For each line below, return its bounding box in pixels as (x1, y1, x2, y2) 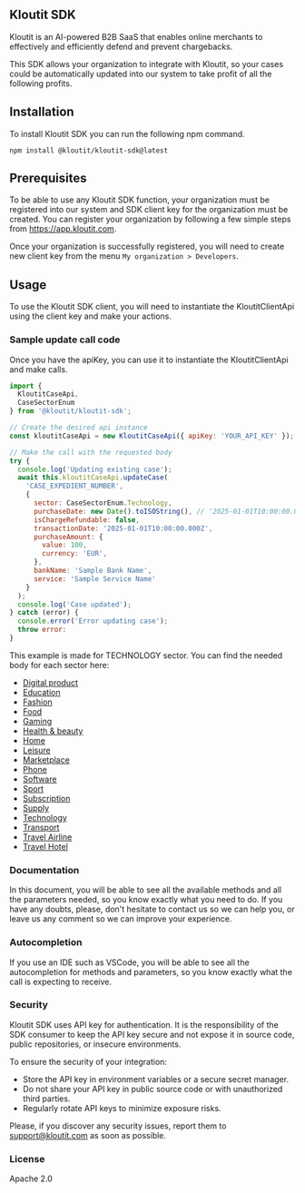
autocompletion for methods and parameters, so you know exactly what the (9, 966, 293, 977)
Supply (22, 803, 50, 813)
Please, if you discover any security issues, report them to (9, 1120, 227, 1131)
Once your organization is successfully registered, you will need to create (9, 241, 285, 252)
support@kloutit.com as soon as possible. (9, 1129, 166, 1140)
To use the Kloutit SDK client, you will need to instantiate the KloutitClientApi (9, 301, 295, 312)
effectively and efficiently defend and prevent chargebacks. (9, 41, 233, 52)
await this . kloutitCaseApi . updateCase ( (17, 473, 169, 482)
